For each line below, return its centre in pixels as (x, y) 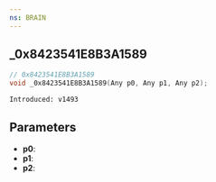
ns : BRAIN (28, 18)
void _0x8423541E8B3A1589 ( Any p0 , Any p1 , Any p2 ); (108, 83)
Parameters (43, 127)
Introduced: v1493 (44, 100)
